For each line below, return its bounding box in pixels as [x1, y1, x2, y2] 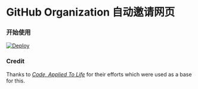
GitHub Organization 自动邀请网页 [6, 5, 175, 19]
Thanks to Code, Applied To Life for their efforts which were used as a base [6, 70, 192, 78]
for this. [6, 77, 26, 84]
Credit [6, 57, 25, 66]
